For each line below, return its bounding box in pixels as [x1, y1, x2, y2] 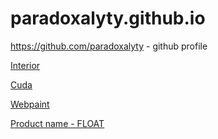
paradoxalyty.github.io [10, 7, 206, 30]
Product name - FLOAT [10, 117, 105, 129]
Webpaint [10, 98, 50, 110]
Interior [10, 59, 41, 71]
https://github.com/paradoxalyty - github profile [10, 40, 208, 52]
